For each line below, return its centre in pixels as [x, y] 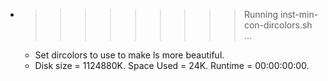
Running [261, 14]
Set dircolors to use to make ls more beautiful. [129, 55]
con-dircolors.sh [278, 25]
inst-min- [299, 14]
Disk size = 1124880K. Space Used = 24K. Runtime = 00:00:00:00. [172, 65]
